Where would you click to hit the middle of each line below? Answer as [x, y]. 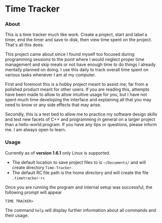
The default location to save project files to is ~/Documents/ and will [79, 162]
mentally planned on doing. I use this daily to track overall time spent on [77, 70]
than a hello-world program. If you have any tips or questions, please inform [81, 125]
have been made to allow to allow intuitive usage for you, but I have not [76, 95]
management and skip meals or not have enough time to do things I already [81, 64]
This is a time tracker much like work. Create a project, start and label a [76, 34]
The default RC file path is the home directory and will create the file [80, 173]
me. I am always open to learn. [36, 130]
